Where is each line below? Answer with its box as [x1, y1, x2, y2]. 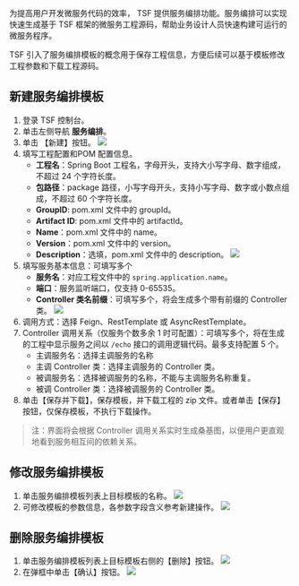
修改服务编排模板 [9, 465, 104, 480]
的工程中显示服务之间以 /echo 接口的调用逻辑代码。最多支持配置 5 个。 [21, 339, 284, 349]
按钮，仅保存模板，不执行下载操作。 [21, 406, 157, 417]
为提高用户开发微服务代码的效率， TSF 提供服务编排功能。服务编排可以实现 [9, 8, 288, 18]
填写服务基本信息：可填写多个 [21, 260, 132, 271]
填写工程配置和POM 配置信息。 [21, 148, 138, 159]
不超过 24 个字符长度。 [35, 170, 121, 181]
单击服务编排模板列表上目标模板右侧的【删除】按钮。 [21, 556, 219, 566]
